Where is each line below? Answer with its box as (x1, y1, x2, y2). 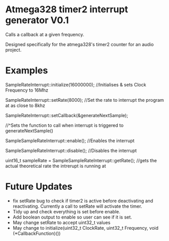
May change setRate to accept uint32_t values (12, 219, 111, 226)
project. (5, 47, 22, 53)
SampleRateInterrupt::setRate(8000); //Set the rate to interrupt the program (5, 97, 164, 103)
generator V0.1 (5, 14, 69, 26)
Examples (5, 65, 48, 76)
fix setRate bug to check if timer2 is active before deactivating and (12, 198, 154, 204)
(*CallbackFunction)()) (12, 230, 61, 236)
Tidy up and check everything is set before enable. (12, 208, 120, 214)
